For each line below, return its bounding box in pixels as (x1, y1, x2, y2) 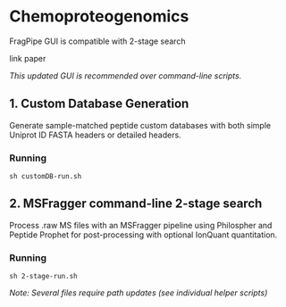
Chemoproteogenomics (9, 6, 189, 27)
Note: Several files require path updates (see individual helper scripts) (9, 287, 268, 298)
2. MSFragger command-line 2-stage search (9, 196, 263, 212)
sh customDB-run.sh (9, 172, 82, 181)
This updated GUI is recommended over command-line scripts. (9, 70, 242, 81)
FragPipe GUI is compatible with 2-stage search (9, 36, 186, 46)
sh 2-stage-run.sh (9, 272, 78, 281)
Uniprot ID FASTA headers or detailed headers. (9, 129, 181, 140)
